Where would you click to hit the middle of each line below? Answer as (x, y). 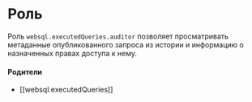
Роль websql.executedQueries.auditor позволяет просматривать (118, 36)
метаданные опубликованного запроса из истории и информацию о (126, 44)
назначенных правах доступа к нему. (73, 53)
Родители (25, 71)
